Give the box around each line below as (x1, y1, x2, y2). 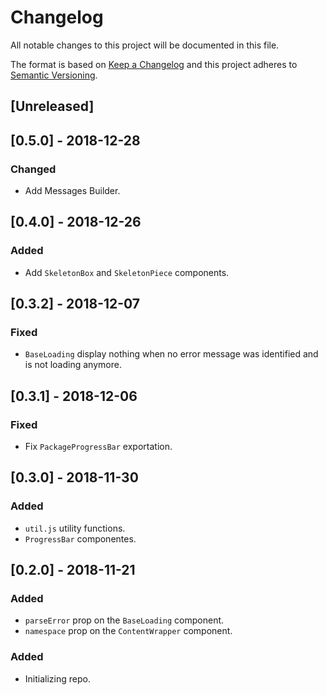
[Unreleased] (10, 98, 95, 115)
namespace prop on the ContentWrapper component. (24, 625, 233, 637)
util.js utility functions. (24, 522, 126, 534)
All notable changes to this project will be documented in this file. (10, 39, 280, 51)
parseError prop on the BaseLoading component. (24, 614, 225, 626)
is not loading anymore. (24, 359, 122, 371)
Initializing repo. (24, 672, 91, 685)
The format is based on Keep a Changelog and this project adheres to (10, 58, 298, 70)
